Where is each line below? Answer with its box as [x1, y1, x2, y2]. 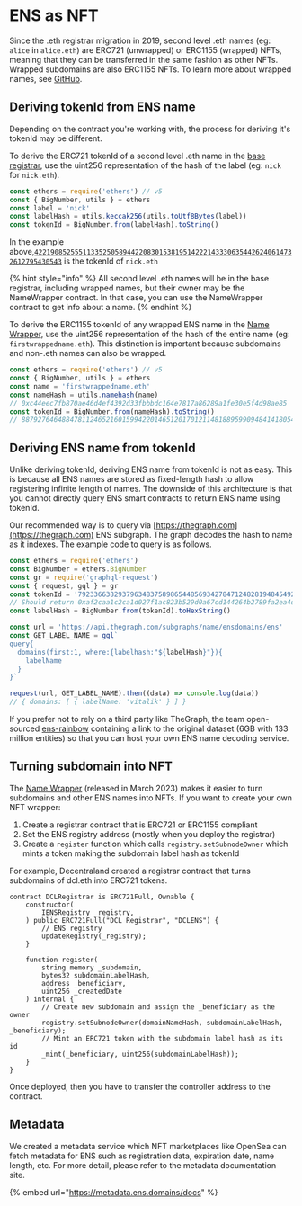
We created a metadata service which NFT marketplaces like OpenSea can [9, 1140, 287, 1151]
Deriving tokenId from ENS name [9, 100, 196, 115]
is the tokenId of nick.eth [64, 255, 159, 266]
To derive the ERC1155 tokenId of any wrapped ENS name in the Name [9, 319, 270, 330]
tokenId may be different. [9, 132, 102, 144]
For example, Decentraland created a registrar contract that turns [9, 865, 252, 876]
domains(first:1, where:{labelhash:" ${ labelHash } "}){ [17, 648, 223, 657]
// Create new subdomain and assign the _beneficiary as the [41, 1002, 276, 1012]
